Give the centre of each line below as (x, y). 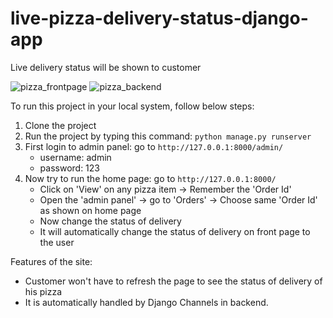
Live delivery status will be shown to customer (106, 67)
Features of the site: (51, 261)
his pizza (43, 291)
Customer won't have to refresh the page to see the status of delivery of (173, 281)
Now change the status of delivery (110, 221)
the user (57, 242)
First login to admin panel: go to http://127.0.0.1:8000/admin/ (154, 146)
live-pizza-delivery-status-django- (159, 18)
